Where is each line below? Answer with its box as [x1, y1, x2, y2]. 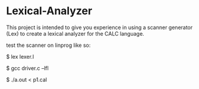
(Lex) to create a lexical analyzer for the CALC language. [6, 30, 144, 37]
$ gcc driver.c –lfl [6, 64, 49, 72]
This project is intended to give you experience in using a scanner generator [6, 24, 193, 31]
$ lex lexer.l [6, 53, 34, 60]
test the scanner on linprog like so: [6, 42, 91, 49]
